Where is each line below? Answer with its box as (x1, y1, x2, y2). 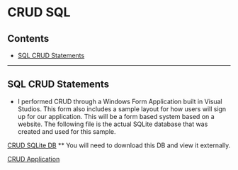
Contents (7, 33, 50, 45)
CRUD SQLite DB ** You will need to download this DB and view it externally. (7, 141, 231, 149)
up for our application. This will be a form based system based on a (17, 112, 215, 120)
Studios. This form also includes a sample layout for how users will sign (17, 104, 227, 113)
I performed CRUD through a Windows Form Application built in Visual (17, 97, 223, 106)
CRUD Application (7, 154, 60, 163)
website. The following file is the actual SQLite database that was (17, 120, 208, 128)
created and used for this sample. (17, 127, 116, 135)
